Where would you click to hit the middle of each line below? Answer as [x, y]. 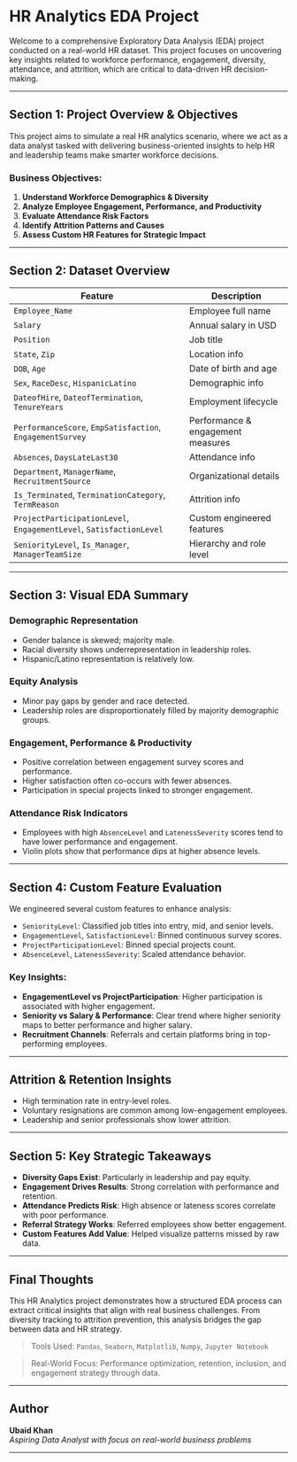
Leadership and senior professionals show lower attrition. [126, 1120]
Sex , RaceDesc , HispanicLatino [75, 383]
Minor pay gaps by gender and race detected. [106, 701]
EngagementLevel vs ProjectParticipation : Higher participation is [142, 996]
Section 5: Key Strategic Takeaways [110, 1156]
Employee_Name [43, 311]
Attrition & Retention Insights [91, 1080]
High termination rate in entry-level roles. [97, 1101]
